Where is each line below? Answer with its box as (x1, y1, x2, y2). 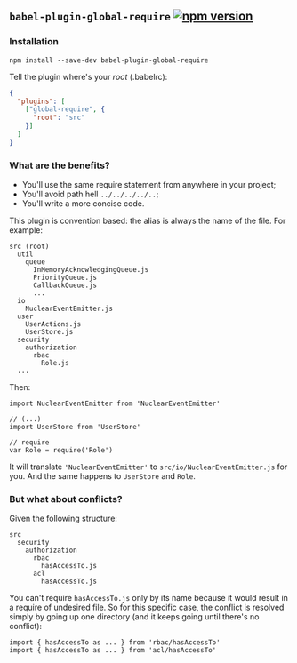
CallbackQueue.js (32, 281, 98, 290)
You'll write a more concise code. (21, 198, 145, 209)
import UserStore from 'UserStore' (9, 423, 141, 432)
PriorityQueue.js (32, 273, 98, 283)
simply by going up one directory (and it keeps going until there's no (9, 611, 260, 622)
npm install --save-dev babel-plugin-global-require (9, 55, 209, 65)
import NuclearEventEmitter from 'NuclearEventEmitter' (9, 399, 221, 409)
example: (9, 225, 43, 236)
